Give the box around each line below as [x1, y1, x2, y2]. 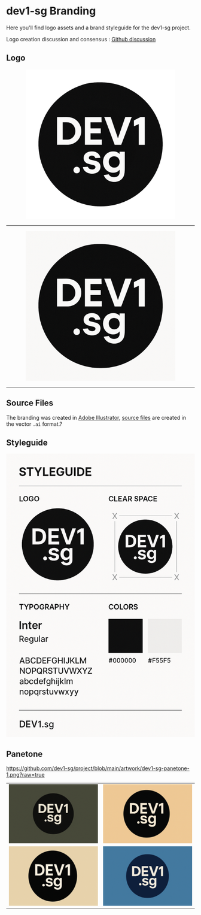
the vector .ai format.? [6, 420, 63, 428]
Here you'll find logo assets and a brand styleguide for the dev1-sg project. [6, 24, 191, 31]
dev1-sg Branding [6, 4, 96, 18]
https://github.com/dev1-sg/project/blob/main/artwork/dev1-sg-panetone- [6, 765, 190, 772]
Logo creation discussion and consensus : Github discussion [6, 35, 156, 43]
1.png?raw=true [6, 771, 45, 778]
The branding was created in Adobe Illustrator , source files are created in [6, 414, 187, 421]
